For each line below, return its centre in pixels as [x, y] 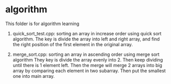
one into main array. [34, 76]
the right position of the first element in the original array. [73, 44]
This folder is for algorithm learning [42, 24]
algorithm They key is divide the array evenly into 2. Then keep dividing [88, 59]
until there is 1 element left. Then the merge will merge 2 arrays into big [87, 65]
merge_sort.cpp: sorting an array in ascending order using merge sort [86, 54]
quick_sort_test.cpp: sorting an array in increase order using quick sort [87, 33]
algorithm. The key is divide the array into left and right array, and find [86, 39]
